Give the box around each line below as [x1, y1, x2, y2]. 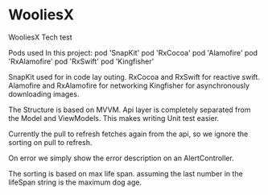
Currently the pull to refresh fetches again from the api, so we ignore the [8, 129, 249, 139]
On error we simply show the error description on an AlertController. [8, 153, 235, 163]
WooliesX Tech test [8, 32, 72, 42]
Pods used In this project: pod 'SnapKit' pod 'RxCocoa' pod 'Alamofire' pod [8, 48, 258, 57]
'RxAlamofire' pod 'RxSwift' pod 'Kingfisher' [8, 56, 155, 66]
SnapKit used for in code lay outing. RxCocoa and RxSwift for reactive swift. [8, 72, 260, 81]
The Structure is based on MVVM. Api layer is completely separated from [8, 105, 251, 114]
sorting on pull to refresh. [8, 137, 93, 147]
